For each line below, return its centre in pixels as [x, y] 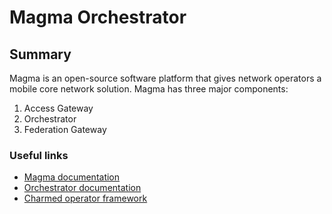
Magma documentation [72, 177]
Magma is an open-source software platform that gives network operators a [165, 78]
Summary [40, 54]
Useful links [39, 155]
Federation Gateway [65, 129]
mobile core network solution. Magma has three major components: [149, 89]
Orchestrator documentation [82, 188]
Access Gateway [58, 108]
